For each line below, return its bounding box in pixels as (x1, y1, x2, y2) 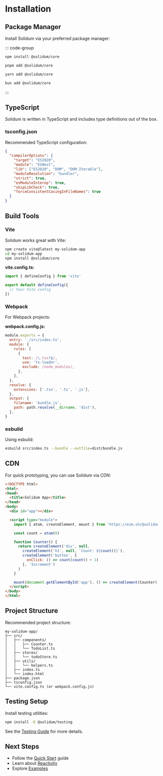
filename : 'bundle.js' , (14, 401, 62, 405)
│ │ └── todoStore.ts (5, 654, 57, 659)
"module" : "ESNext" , (14, 162, 55, 167)
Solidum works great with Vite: (5, 237, 66, 243)
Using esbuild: (5, 436, 34, 442)
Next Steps (5, 742, 39, 750)
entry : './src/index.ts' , (9, 338, 62, 342)
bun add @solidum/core (5, 81, 51, 85)
